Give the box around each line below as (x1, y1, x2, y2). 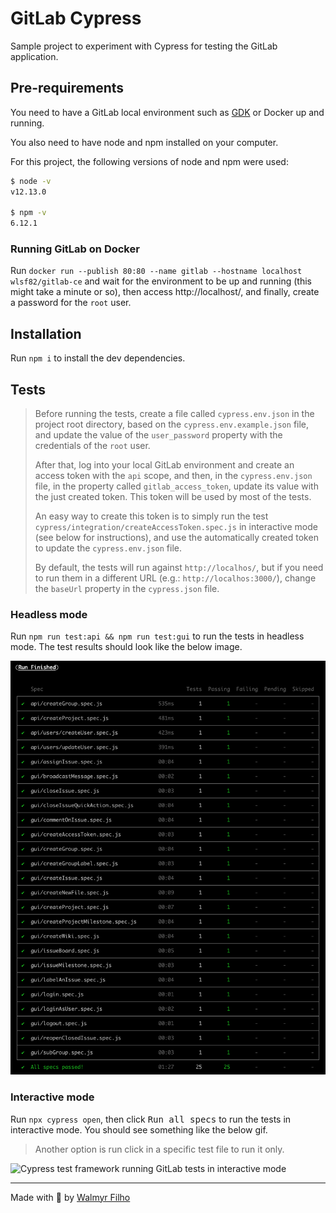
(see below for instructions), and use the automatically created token (34, 532, 319, 544)
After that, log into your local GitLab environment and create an (34, 459, 295, 471)
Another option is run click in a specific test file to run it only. (34, 1143, 285, 1155)
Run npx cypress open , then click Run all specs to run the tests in (10, 1113, 292, 1125)
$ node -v (10, 176, 52, 186)
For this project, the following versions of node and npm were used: (10, 155, 289, 167)
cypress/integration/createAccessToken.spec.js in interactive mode (34, 521, 318, 533)
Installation (10, 325, 82, 342)
